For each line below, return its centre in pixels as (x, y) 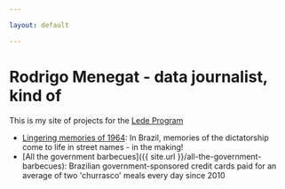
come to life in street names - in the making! (103, 146)
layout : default (39, 25)
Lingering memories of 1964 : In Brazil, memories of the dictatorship (145, 138)
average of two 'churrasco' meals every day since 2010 (123, 175)
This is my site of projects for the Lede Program (96, 120)
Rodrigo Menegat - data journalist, (139, 77)
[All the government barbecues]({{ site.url (99, 156)
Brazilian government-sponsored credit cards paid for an (173, 166)
